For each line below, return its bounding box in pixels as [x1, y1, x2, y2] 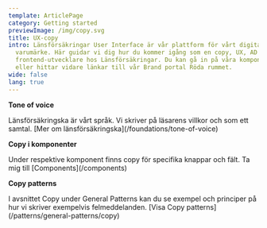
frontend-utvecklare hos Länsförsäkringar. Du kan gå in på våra [15, 56, 237, 64]
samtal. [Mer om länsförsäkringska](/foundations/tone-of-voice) [8, 124, 219, 133]
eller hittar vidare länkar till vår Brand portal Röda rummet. [15, 64, 233, 71]
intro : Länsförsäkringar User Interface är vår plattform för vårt [8, 41, 237, 49]
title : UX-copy [8, 33, 59, 42]
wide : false [8, 71, 48, 79]
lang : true [8, 78, 44, 86]
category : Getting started [8, 19, 98, 27]
